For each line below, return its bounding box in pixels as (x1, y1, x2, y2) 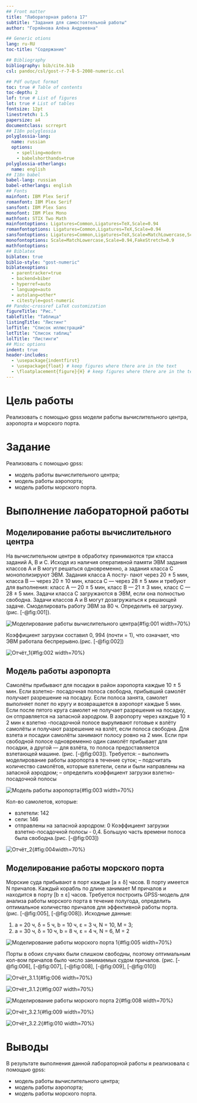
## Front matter (6, 8, 46, 15)
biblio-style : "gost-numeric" (6, 259, 80, 265)
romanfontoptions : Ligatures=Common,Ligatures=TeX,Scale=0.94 (6, 226, 161, 232)
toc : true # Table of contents (6, 84, 83, 90)
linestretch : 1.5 (6, 111, 49, 118)
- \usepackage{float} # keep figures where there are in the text (11, 363, 177, 369)
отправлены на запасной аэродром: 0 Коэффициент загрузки (14, 822, 169, 829)
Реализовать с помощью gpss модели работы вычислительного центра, (6, 413, 188, 421)
